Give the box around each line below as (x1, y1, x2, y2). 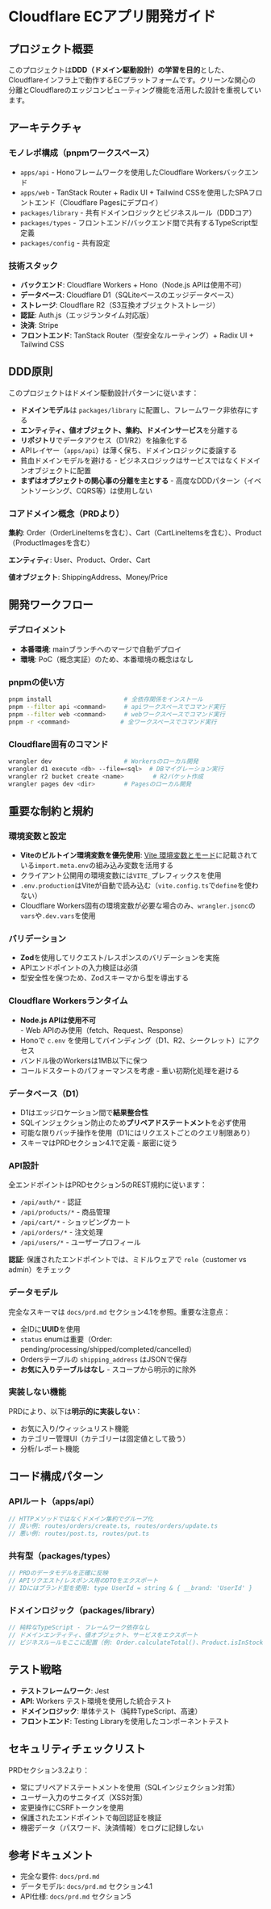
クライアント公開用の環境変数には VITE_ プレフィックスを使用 (19, 871, 222, 880)
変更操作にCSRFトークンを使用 (19, 1802, 124, 1812)
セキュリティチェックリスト (8, 1742, 146, 1756)
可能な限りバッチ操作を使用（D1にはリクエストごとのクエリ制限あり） (19, 1127, 255, 1137)
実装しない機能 (8, 1387, 67, 1398)
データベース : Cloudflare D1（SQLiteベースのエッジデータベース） (19, 290, 239, 300)
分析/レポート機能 (19, 1443, 80, 1454)
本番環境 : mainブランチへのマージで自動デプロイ (19, 644, 182, 654)
